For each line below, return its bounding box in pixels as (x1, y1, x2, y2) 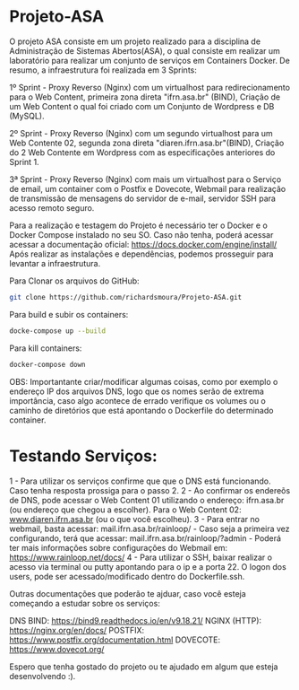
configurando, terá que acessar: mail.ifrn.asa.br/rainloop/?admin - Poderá (9, 532, 282, 544)
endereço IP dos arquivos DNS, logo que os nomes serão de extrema (9, 386, 264, 397)
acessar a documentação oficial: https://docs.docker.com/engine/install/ (9, 239, 278, 249)
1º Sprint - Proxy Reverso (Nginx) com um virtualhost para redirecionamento (9, 82, 291, 92)
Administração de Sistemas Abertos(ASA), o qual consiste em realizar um (9, 45, 280, 56)
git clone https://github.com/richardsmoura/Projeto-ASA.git (9, 293, 243, 301)
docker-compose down (9, 360, 87, 369)
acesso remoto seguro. (9, 202, 95, 213)
